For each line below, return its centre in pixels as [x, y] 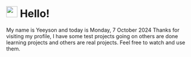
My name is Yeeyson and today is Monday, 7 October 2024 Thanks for [93, 30]
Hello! [35, 14]
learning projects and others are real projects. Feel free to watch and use [96, 42]
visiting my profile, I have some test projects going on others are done [92, 36]
